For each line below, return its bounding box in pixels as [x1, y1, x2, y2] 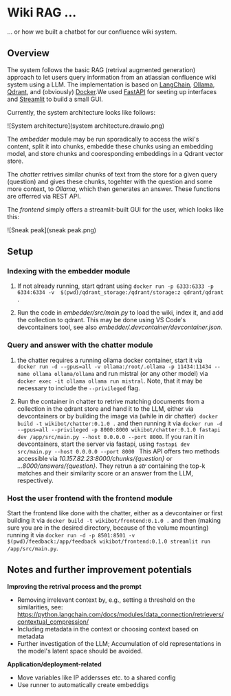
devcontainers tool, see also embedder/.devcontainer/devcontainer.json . [16, 323, 223, 331]
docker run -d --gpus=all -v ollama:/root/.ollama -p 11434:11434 [16, 363, 212, 370]
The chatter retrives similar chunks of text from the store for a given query [7, 170, 218, 178]
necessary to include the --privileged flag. [16, 383, 140, 392]
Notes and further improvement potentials [7, 564, 192, 576]
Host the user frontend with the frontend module [7, 493, 173, 503]
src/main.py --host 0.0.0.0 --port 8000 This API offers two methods [16, 447, 220, 455]
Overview [7, 47, 50, 59]
